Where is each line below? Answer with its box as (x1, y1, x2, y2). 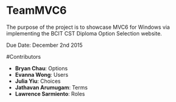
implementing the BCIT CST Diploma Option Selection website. (6, 29, 162, 37)
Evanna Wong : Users (14, 71, 69, 78)
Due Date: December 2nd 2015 (6, 41, 83, 49)
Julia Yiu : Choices (14, 77, 61, 85)
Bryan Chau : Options (14, 64, 68, 72)
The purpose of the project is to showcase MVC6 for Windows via (6, 23, 170, 31)
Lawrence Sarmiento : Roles (14, 90, 86, 97)
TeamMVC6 (6, 4, 68, 17)
